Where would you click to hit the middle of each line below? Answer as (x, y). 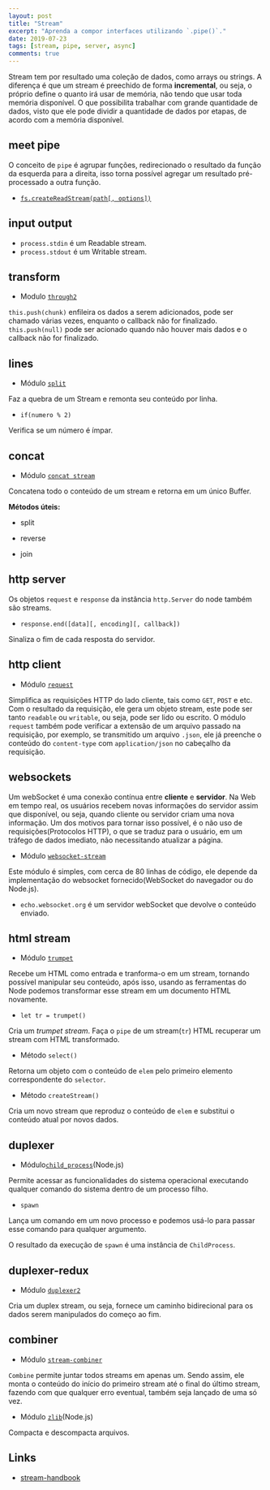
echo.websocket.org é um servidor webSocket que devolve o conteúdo (138, 904)
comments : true (34, 54)
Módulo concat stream (58, 476)
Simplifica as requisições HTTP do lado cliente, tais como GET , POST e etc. (131, 700)
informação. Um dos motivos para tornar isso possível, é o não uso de (126, 823)
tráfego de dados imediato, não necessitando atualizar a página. (116, 840)
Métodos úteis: (34, 507)
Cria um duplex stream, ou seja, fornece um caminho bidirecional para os (131, 1305)
